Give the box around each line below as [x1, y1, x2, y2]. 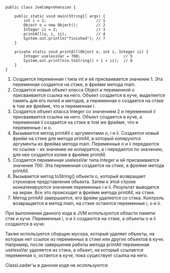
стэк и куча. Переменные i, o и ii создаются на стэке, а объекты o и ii [5, 216, 156, 221]
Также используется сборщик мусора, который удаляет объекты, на [5, 231, 155, 236]
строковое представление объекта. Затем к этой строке [12, 178, 136, 185]
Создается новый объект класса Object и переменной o [12, 87, 135, 93]
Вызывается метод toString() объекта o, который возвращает [12, 173, 146, 179]
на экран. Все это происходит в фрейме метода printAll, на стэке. [12, 190, 156, 195]
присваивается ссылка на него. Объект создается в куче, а [12, 114, 142, 119]
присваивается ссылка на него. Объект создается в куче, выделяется [12, 92, 165, 98]
